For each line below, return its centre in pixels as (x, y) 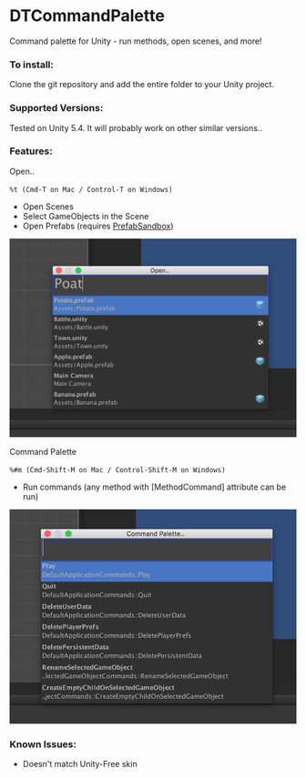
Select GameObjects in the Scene (86, 216)
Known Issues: (43, 744)
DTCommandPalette (87, 16)
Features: (31, 151)
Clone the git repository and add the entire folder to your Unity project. (142, 85)
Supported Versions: (56, 108)
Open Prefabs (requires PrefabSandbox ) (98, 226)
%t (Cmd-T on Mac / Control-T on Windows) (91, 189)
